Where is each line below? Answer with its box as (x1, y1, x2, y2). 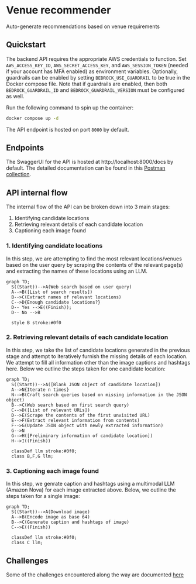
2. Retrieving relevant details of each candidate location (6, 333, 169, 341)
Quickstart (6, 40, 46, 50)
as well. (6, 92, 25, 99)
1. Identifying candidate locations (6, 242, 103, 250)
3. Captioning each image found (6, 466, 99, 475)
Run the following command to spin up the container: (6, 104, 134, 111)
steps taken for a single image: (6, 493, 80, 500)
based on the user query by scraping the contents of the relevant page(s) (6, 261, 183, 268)
